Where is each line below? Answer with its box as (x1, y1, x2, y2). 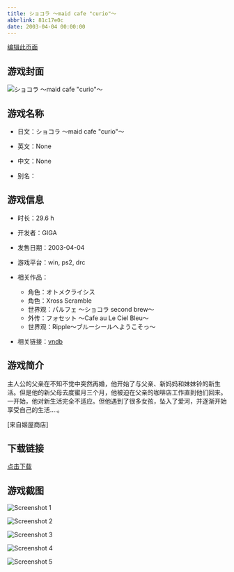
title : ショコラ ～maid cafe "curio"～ (7, 10, 117, 17)
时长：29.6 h (17, 214, 54, 222)
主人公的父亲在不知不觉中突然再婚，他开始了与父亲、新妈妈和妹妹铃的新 (7, 379, 214, 388)
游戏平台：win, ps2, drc (17, 258, 86, 267)
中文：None (17, 157, 52, 165)
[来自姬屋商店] (7, 420, 49, 429)
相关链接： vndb (17, 337, 63, 345)
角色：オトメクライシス (27, 287, 95, 296)
